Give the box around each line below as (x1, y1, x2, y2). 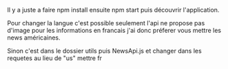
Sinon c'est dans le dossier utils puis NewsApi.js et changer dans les (7, 47, 202, 55)
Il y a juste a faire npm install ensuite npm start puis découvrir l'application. (7, 6, 220, 14)
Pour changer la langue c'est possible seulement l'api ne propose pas (7, 19, 205, 27)
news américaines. (7, 33, 61, 42)
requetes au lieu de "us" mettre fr (7, 54, 102, 62)
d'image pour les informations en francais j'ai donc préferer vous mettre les (7, 27, 222, 34)
